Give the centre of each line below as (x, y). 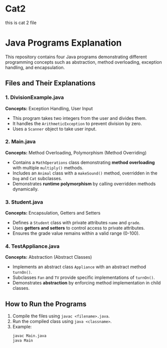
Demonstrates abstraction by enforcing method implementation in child (87, 283)
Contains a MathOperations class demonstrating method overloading (83, 162)
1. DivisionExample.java (35, 97)
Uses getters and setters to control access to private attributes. (78, 228)
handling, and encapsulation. (35, 67)
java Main (23, 341)
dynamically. (26, 189)
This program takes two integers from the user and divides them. (79, 118)
